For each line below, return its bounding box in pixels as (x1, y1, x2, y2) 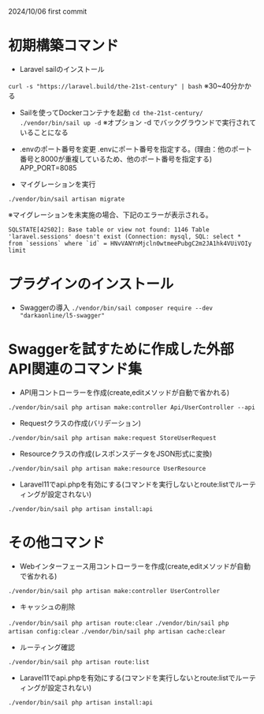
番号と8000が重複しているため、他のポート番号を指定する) (19, 154, 213, 163)
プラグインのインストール (8, 276, 174, 293)
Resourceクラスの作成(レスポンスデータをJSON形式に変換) (19, 449, 213, 458)
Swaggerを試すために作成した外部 (8, 340, 234, 359)
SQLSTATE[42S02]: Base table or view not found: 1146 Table (8, 225, 210, 234)
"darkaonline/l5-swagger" (19, 311, 105, 319)
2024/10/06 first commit (8, 7, 87, 16)
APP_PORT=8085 (19, 163, 77, 172)
